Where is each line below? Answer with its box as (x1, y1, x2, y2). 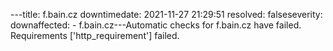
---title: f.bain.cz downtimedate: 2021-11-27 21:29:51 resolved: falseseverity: (10, 9, 323, 20)
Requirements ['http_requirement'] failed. (10, 30, 180, 41)
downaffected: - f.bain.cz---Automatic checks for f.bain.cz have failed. (10, 19, 302, 31)
